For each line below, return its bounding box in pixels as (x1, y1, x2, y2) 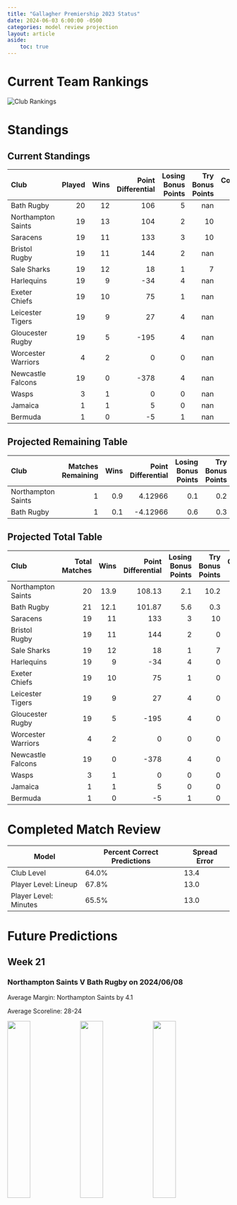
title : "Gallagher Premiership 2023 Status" (7, 10, 140, 18)
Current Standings (7, 150, 90, 162)
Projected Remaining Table (7, 436, 128, 448)
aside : (7, 37, 27, 44)
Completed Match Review (7, 821, 161, 837)
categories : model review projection (7, 23, 119, 30)
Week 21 (7, 956, 46, 968)
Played (61, 180, 86, 190)
